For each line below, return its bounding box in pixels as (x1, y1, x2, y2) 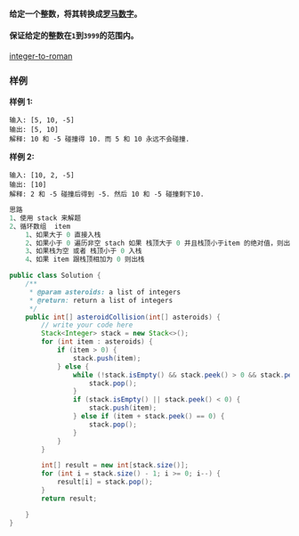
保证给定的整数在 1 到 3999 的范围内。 (9, 30, 139, 41)
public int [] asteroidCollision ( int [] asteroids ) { (25, 313, 221, 321)
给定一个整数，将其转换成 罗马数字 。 (9, 8, 142, 19)
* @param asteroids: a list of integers (28, 288, 181, 296)
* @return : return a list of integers (28, 296, 174, 305)
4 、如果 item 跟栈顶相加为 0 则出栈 (25, 255, 145, 264)
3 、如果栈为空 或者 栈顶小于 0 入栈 (25, 247, 142, 256)
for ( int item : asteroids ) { (41, 337, 153, 346)
